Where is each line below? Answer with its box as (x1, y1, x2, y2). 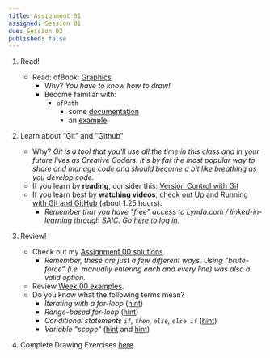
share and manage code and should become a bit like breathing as (32, 164, 257, 174)
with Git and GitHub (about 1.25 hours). (32, 198, 162, 208)
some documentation (68, 107, 140, 117)
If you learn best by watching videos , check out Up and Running (32, 190, 248, 199)
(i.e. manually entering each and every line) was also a (66, 264, 251, 274)
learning (44, 215, 73, 225)
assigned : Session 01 (8, 19, 82, 28)
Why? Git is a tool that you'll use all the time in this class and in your (32, 147, 260, 156)
